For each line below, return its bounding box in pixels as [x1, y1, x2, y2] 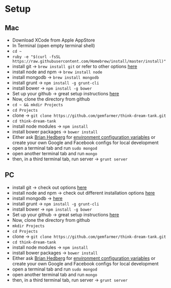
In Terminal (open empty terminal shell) [12, 43, 95, 49]
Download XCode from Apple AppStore [12, 37, 95, 43]
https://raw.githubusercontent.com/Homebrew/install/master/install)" [12, 59, 166, 64]
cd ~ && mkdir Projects [12, 102, 63, 108]
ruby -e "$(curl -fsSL [12, 54, 61, 59]
